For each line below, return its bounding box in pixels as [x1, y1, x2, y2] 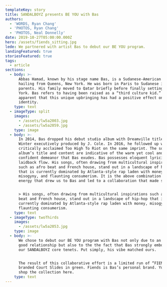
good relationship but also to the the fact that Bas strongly [18, 242, 153, 248]
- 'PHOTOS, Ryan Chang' [9, 26, 59, 31]
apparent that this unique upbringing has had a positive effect [18, 95, 157, 100]
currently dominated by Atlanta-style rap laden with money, [18, 201, 148, 206]
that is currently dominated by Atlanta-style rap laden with [18, 169, 150, 174]
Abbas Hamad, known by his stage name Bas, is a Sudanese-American [18, 77, 162, 82]
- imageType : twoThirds [9, 215, 59, 220]
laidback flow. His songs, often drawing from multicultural [18, 160, 148, 165]
